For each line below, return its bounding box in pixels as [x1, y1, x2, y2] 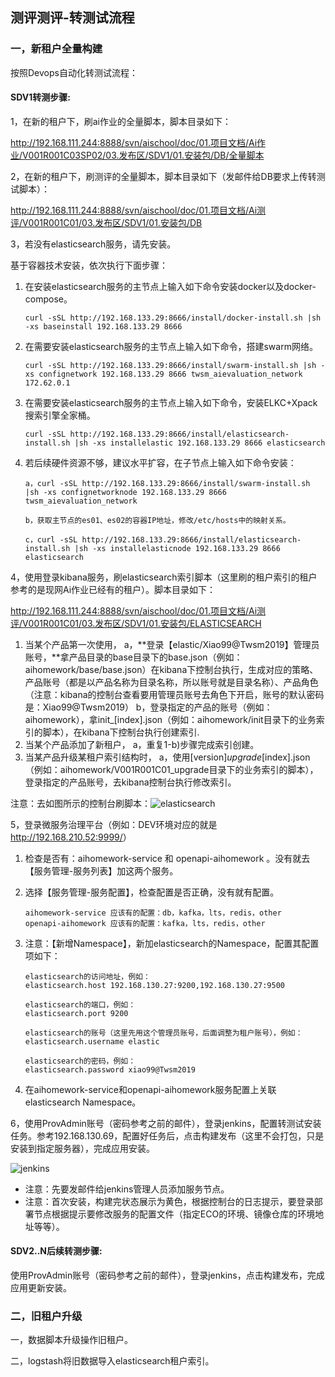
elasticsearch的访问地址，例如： [24, 971, 151, 982]
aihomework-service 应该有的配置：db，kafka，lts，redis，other [24, 908, 282, 918]
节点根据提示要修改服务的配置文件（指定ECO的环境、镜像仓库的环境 [33, 1208, 316, 1220]
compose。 [24, 293, 73, 305]
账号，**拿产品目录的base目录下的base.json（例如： [24, 651, 243, 663]
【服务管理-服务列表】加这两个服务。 [24, 864, 179, 877]
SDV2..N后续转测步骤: [10, 1245, 103, 1257]
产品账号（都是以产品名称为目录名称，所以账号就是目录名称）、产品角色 [24, 676, 319, 688]
